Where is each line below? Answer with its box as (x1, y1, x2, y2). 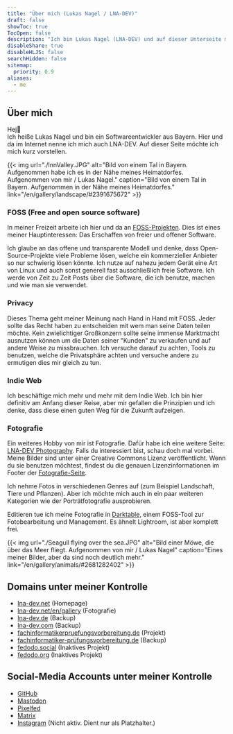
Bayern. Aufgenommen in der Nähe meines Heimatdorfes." (7, 183, 175, 191)
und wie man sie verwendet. (7, 281, 88, 289)
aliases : (7, 74, 33, 82)
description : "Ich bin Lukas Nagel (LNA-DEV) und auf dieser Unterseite (7, 36, 222, 43)
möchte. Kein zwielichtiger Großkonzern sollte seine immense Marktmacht (7, 329, 220, 337)
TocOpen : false (7, 29, 51, 37)
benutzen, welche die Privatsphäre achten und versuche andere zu (7, 351, 199, 359)
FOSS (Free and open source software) (7, 207, 141, 217)
